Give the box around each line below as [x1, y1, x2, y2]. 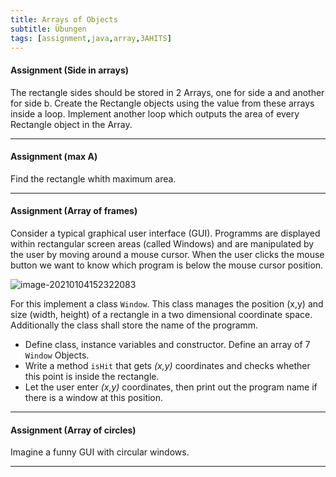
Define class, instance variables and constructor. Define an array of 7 [24, 338, 311, 350]
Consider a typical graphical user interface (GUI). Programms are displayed [10, 227, 321, 239]
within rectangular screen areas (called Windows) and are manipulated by [10, 237, 315, 250]
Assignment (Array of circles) [10, 424, 137, 436]
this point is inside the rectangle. [24, 370, 160, 382]
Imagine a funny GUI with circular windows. [10, 446, 190, 458]
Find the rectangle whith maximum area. [10, 172, 177, 185]
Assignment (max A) [10, 151, 98, 163]
